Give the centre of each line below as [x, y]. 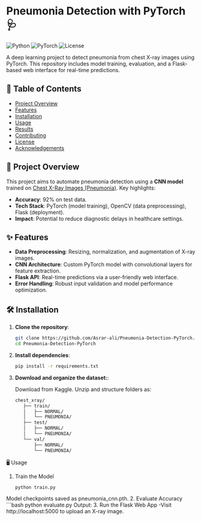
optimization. [31, 290]
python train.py [35, 487]
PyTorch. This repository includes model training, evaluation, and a [88, 64]
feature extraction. [38, 271]
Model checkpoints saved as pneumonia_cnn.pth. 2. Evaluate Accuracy [94, 499]
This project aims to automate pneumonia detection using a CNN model [95, 181]
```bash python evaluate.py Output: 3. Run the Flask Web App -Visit [89, 505]
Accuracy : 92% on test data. [51, 199]
